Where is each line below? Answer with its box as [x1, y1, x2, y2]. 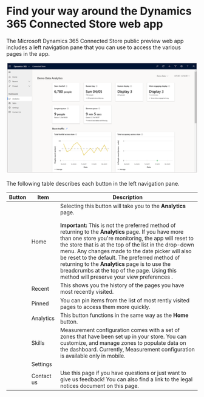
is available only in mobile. [59, 352, 126, 359]
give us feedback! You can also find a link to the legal [59, 375, 193, 383]
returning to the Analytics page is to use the [59, 260, 171, 268]
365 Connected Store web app [6, 17, 163, 31]
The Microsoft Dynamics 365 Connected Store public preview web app [6, 37, 184, 44]
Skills [31, 339, 45, 347]
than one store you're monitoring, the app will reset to [59, 235, 194, 242]
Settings [31, 361, 53, 368]
